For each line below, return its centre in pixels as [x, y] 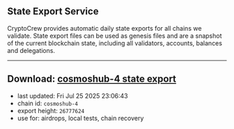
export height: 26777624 [51, 110]
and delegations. [31, 50]
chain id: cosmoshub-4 [48, 103]
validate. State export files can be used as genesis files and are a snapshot [115, 36]
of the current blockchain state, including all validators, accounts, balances [115, 43]
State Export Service [53, 12]
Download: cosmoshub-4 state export [92, 79]
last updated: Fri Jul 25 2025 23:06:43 [72, 96]
